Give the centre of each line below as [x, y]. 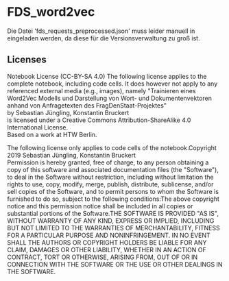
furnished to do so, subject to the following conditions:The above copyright [113, 199]
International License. [38, 127]
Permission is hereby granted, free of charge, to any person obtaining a [108, 162]
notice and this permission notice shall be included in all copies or [100, 206]
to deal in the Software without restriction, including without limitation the [110, 177]
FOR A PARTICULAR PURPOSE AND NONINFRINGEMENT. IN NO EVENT [109, 235]
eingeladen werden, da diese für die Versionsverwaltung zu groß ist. [104, 38]
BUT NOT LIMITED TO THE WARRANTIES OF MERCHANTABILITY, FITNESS [114, 228]
